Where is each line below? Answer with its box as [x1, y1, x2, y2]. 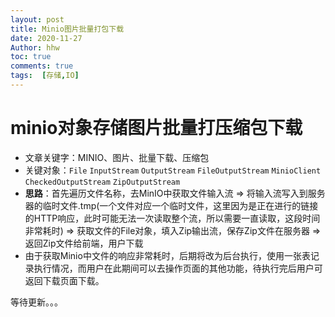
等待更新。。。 [10, 296, 63, 308]
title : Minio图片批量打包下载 [10, 24, 125, 34]
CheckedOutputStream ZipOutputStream [24, 177, 181, 187]
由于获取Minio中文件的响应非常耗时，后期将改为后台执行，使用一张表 [24, 249, 311, 261]
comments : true [10, 61, 74, 71]
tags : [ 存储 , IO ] [10, 71, 80, 81]
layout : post [10, 14, 65, 25]
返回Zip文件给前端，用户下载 [24, 237, 144, 249]
